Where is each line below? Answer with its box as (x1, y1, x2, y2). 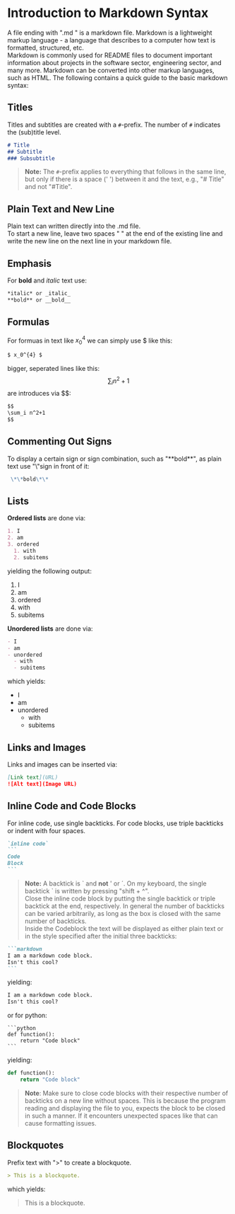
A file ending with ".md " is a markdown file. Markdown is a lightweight (7, 28, 213, 37)
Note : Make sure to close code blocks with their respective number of (24, 1089, 229, 1097)
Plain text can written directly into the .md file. (7, 222, 141, 231)
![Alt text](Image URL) (7, 780, 78, 787)
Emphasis (7, 257, 52, 270)
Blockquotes (7, 1140, 64, 1152)
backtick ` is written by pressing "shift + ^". (24, 886, 150, 895)
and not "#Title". (24, 183, 73, 191)
